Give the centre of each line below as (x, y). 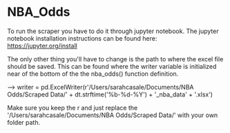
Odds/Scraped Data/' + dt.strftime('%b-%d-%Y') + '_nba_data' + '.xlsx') (110, 94)
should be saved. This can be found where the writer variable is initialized (112, 66)
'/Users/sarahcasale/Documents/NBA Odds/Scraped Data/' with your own (113, 115)
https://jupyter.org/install (42, 45)
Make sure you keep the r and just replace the (73, 108)
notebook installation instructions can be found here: (82, 38)
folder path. (23, 122)
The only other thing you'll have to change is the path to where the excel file (115, 59)
